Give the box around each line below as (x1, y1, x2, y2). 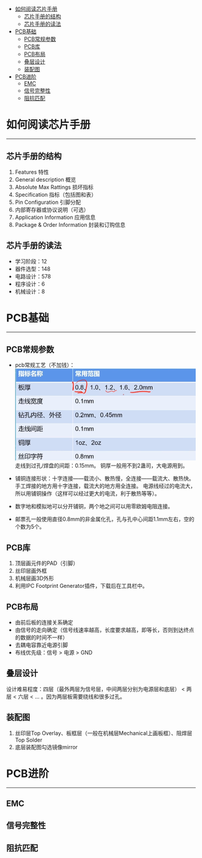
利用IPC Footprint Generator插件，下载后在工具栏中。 (14, 582, 148, 590)
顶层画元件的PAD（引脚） (14, 560, 79, 567)
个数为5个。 (14, 523, 45, 531)
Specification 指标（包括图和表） (14, 191, 97, 198)
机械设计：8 (14, 288, 45, 295)
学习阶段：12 (14, 257, 47, 265)
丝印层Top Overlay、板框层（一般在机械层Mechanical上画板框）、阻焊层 (14, 729, 192, 737)
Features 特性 (14, 168, 49, 175)
